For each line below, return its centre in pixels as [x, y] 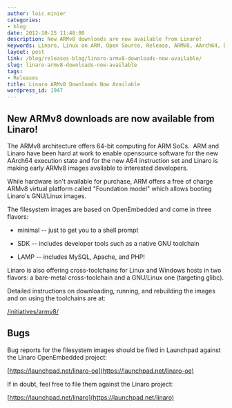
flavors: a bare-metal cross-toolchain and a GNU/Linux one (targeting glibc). [116, 278]
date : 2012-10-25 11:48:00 [46, 33]
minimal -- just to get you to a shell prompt [78, 230]
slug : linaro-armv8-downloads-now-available [72, 65]
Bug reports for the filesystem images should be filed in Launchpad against [114, 350]
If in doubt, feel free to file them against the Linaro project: [90, 384]
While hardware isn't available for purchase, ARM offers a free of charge [110, 181]
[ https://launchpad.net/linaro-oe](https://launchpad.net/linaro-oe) [101, 371]
